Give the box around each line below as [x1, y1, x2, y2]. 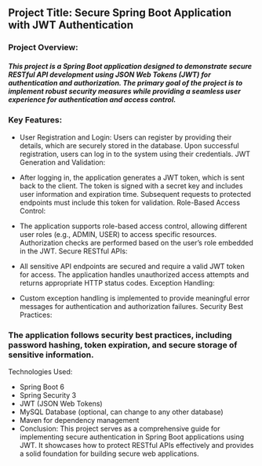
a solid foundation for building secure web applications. [19, 449, 199, 458]
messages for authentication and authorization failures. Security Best [19, 301, 243, 311]
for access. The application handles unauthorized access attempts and [19, 270, 249, 279]
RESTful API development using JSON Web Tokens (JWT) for [8, 70, 212, 79]
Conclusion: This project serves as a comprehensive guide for [19, 424, 220, 433]
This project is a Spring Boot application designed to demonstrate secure [8, 61, 253, 71]
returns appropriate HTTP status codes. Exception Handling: [19, 278, 215, 287]
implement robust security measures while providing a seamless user [8, 86, 241, 96]
